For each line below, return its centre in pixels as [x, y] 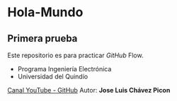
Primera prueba [42, 38]
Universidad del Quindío [53, 76]
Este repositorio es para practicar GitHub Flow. [75, 55]
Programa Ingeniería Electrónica [64, 69]
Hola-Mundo [45, 12]
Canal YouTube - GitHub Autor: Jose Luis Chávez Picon [89, 90]
